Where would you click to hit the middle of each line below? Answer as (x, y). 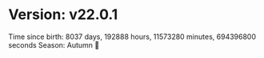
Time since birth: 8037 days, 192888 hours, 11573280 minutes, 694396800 (132, 37)
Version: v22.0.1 (63, 15)
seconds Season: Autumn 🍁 (54, 44)
